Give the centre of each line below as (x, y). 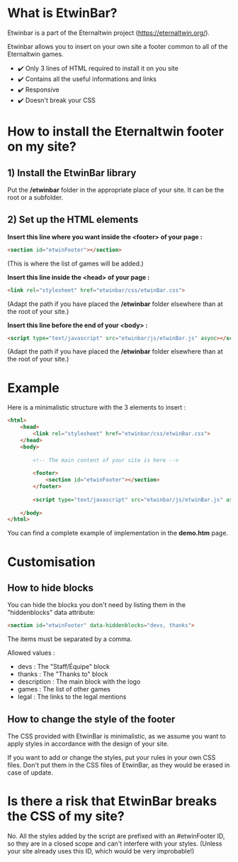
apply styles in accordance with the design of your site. (88, 744)
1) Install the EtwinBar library (72, 173)
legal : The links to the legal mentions (72, 697)
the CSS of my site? (66, 816)
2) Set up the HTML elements (73, 220)
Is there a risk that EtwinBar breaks (112, 801)
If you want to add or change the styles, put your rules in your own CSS (112, 757)
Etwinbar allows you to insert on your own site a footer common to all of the (118, 46)
